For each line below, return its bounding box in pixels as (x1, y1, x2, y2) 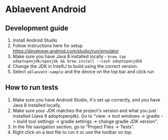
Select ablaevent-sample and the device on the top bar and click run (12, 68, 154, 75)
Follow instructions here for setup (12, 43, 83, 49)
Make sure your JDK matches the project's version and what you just (12, 108, 157, 114)
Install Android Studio (12, 37, 58, 43)
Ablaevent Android (5, 4, 86, 15)
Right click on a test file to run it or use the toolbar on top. (12, 129, 133, 135)
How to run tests (5, 83, 59, 92)
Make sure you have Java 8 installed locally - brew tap (12, 53, 127, 59)
